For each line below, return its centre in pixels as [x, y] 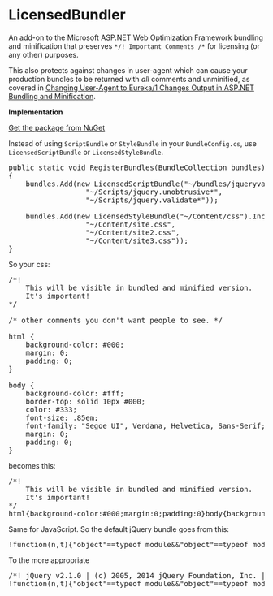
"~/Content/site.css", [130, 224]
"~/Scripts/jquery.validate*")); [152, 200]
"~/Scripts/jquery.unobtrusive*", [154, 192]
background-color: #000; [75, 344]
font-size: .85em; [62, 417]
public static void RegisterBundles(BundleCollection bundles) [137, 167]
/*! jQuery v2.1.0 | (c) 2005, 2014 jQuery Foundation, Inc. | [137, 575]
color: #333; [51, 409]
